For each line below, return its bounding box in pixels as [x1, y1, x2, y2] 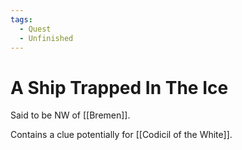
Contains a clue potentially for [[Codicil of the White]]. [10, 129, 233, 141]
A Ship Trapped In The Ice [10, 76, 229, 99]
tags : [10, 14, 33, 25]
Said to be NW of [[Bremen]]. [10, 109, 131, 121]
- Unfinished [19, 33, 74, 43]
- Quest [19, 24, 52, 34]
